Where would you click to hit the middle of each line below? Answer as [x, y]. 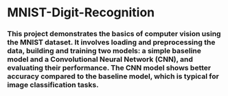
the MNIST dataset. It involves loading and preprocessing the [111, 42]
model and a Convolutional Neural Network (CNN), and [100, 59]
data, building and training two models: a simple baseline [104, 51]
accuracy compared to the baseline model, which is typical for [113, 76]
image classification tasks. [53, 85]
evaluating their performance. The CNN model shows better [109, 68]
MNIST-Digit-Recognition [81, 13]
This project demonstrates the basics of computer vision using [114, 34]
